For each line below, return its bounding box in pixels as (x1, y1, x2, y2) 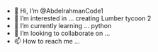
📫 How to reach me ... (13, 37, 80, 45)
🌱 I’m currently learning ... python (13, 22, 112, 30)
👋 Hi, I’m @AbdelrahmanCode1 (13, 7, 104, 15)
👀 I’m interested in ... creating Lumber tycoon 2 (13, 14, 152, 22)
